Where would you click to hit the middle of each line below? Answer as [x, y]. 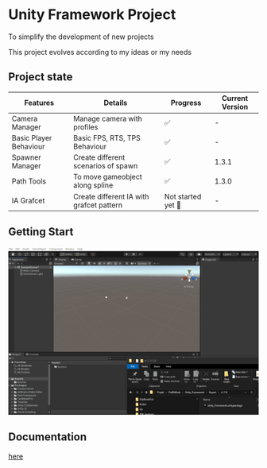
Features [39, 102]
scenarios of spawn [106, 166]
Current [235, 99]
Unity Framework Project [92, 15]
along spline [93, 185]
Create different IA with [111, 196]
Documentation [48, 437]
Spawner [26, 157]
